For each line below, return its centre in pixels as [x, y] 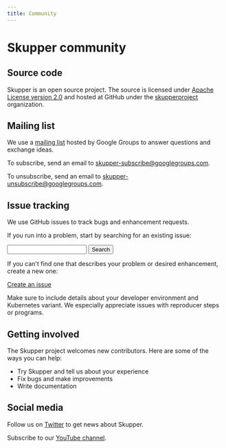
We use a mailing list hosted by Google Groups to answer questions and [109, 143]
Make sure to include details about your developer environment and [103, 298]
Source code [35, 73]
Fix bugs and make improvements [65, 379]
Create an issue [29, 285]
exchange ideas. [30, 150]
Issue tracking [38, 205]
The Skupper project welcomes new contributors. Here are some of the [108, 351]
